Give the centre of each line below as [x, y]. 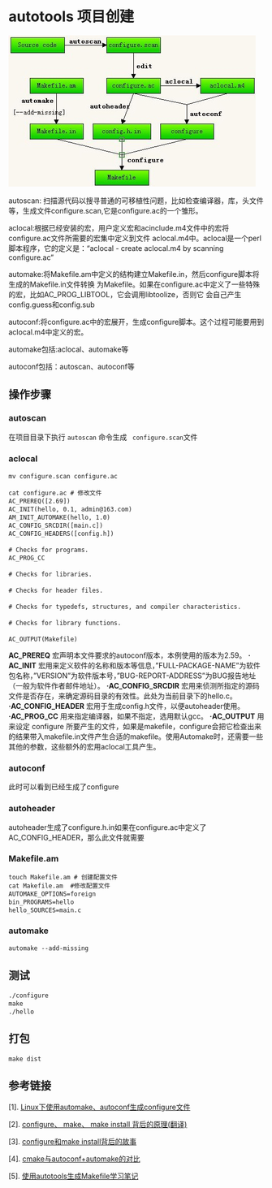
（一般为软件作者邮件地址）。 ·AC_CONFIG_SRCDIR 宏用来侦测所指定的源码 [134, 685]
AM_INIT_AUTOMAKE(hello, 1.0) [60, 517]
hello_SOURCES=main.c [45, 910]
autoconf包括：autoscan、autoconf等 [72, 366]
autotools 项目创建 [71, 17]
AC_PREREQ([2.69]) [39, 501]
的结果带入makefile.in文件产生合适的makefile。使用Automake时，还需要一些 [136, 737]
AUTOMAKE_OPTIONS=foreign [52, 894]
